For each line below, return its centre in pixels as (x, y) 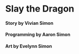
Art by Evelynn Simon (29, 46)
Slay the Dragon (40, 9)
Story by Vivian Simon (29, 23)
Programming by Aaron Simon (38, 35)
